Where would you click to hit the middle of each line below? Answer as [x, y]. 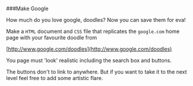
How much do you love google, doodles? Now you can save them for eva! [96, 20]
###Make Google [27, 9]
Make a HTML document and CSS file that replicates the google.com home [93, 31]
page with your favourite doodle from [52, 37]
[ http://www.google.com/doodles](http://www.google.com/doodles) [89, 49]
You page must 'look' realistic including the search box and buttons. [89, 60]
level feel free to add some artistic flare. [55, 78]
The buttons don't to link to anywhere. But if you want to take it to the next [97, 72]
